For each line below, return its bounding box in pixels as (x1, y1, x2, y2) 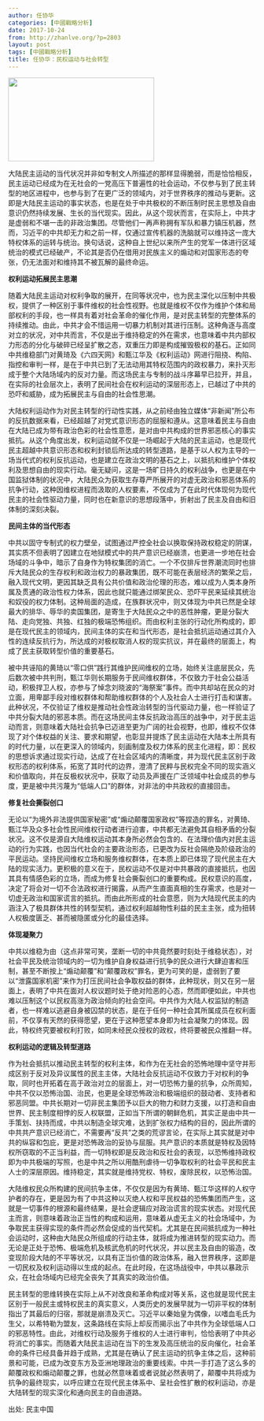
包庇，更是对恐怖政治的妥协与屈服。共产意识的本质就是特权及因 (42, 1137, 249, 1147)
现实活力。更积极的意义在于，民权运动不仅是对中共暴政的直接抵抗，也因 (21, 863, 256, 873)
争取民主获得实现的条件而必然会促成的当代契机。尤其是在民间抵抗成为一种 (8, 1223, 249, 1233)
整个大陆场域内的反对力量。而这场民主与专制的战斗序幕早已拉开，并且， (21, 369, 256, 379)
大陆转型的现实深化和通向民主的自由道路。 (8, 1387, 146, 1397)
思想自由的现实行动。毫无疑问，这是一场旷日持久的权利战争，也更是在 (21, 465, 249, 474)
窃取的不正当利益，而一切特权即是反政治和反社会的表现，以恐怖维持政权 (21, 1147, 256, 1156)
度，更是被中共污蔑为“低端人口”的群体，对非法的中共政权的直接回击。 (8, 781, 235, 790)
